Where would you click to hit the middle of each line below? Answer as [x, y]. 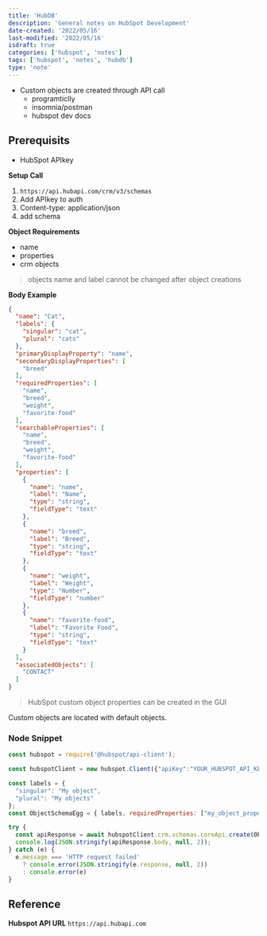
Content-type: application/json [70, 207]
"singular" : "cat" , [55, 331]
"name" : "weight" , [60, 576]
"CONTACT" [39, 672]
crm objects [39, 264]
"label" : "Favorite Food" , [74, 628]
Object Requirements [44, 231]
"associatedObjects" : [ [54, 665]
